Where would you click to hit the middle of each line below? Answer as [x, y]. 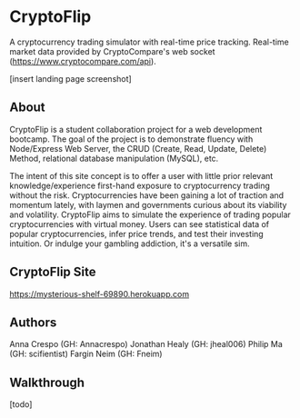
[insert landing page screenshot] [70, 78]
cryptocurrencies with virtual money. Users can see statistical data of [140, 224]
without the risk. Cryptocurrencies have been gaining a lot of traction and [147, 195]
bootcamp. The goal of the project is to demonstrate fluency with [131, 139]
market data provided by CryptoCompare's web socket [112, 51]
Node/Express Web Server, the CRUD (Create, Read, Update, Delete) [138, 148]
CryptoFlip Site [53, 272]
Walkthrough [47, 382]
